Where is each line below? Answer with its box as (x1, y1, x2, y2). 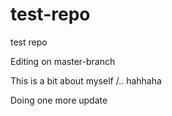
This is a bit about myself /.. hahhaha (10, 74, 162, 87)
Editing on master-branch (10, 55, 116, 67)
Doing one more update (10, 94, 108, 106)
